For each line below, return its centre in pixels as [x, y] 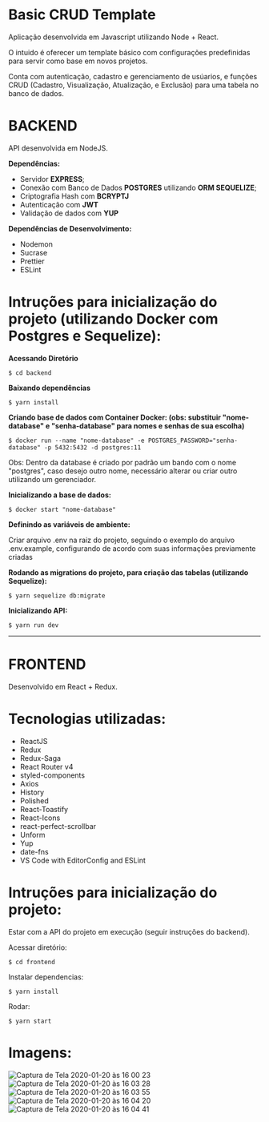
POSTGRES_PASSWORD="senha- [193, 440]
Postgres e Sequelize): [85, 336]
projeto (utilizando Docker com [113, 319]
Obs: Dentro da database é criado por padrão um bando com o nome [122, 462]
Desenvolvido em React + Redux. [63, 686]
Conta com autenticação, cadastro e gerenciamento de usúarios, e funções [133, 76]
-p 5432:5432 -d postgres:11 [92, 447]
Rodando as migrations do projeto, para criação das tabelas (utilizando [128, 572]
